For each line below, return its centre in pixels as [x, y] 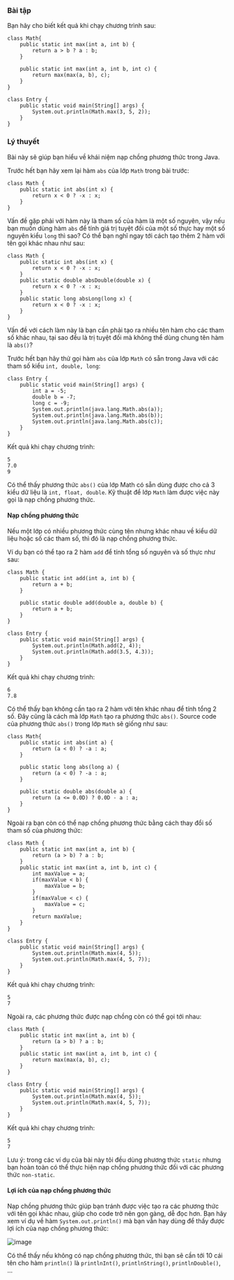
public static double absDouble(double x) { [85, 280]
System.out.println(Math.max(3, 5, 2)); [92, 112]
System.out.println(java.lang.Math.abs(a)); [98, 409]
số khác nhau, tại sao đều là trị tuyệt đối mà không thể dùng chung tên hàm [116, 337]
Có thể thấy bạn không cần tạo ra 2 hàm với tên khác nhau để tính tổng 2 [112, 709]
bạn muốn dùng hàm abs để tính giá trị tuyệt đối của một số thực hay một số [116, 228]
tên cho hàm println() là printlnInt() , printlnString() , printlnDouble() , [114, 1263]
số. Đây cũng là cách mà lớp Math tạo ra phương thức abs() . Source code [112, 716]
